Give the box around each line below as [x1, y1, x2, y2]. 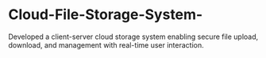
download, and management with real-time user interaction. [8, 40, 204, 49]
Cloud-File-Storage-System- [8, 6, 203, 24]
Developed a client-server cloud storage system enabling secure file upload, [8, 32, 259, 41]
